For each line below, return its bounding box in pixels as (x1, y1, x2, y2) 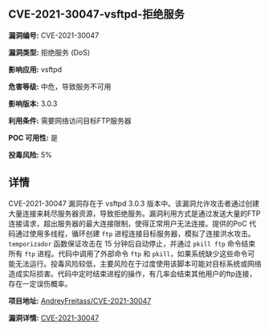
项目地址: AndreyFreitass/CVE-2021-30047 (8, 295, 152, 305)
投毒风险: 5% (8, 149, 52, 159)
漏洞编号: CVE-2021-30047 (8, 31, 100, 40)
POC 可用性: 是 (8, 132, 59, 142)
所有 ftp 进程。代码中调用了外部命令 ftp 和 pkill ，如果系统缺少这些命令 (8, 248, 248, 259)
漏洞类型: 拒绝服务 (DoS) (8, 47, 91, 57)
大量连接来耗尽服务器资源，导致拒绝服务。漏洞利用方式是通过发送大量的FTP (8, 208, 261, 218)
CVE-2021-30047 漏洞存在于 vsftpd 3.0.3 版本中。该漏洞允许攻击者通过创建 (8, 198, 259, 208)
